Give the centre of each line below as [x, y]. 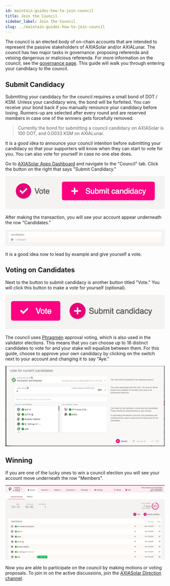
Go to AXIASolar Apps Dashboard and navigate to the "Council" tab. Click [82, 164]
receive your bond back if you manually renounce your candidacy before [81, 108]
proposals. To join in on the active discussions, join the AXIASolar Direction [83, 573]
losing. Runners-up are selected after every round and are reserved [76, 113]
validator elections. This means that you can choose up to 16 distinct [77, 343]
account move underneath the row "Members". [54, 478]
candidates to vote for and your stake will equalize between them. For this [82, 348]
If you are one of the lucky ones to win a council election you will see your [82, 473]
